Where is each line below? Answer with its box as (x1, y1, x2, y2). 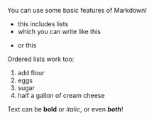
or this (17, 41, 37, 49)
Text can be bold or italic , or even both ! (7, 105, 123, 113)
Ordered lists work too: (7, 55, 75, 63)
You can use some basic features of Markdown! (7, 6, 148, 14)
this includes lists (17, 20, 69, 28)
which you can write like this (17, 28, 101, 36)
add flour (17, 69, 45, 77)
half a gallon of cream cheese (17, 92, 105, 99)
